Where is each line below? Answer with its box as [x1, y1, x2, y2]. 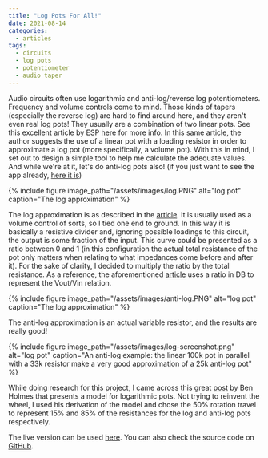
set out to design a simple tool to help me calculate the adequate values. [8, 153, 247, 163]
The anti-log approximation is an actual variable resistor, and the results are [8, 318, 258, 327]
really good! [8, 326, 48, 335]
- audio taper [15, 71, 62, 79]
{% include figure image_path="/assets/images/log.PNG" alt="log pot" [8, 185, 242, 195]
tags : [8, 42, 26, 50]
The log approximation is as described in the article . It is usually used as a [8, 209, 252, 219]
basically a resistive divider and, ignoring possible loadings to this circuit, [8, 226, 250, 237]
